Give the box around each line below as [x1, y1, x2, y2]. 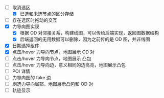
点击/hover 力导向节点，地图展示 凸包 [12, 55, 91, 61]
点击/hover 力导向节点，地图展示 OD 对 [12, 49, 95, 55]
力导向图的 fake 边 [12, 74, 52, 80]
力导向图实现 [12, 23, 39, 29]
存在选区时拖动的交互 [12, 17, 57, 23]
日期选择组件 [12, 43, 39, 49]
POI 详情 [12, 68, 31, 74]
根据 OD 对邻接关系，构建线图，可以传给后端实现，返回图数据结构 [19, 30, 159, 36]
